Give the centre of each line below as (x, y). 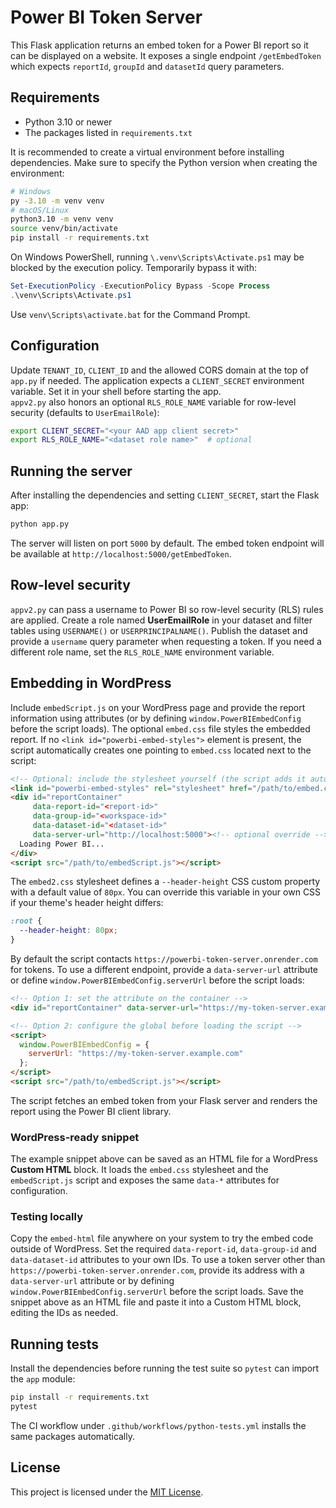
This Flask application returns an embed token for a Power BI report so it (159, 45)
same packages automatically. (73, 1437)
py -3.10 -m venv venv (57, 201)
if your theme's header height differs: (87, 903)
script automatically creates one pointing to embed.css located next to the (161, 750)
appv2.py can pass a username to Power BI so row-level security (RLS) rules (167, 609)
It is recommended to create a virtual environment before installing (147, 152)
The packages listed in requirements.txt (108, 132)
